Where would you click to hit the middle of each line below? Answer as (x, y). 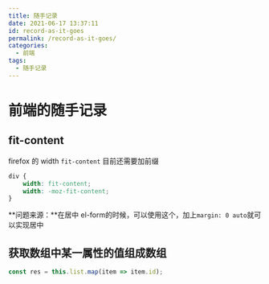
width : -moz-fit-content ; (66, 191)
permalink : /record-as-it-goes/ (62, 38)
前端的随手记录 (58, 110)
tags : (17, 61)
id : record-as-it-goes (46, 31)
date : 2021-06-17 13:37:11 (53, 23)
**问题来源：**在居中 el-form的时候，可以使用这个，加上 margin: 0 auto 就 (131, 215)
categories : (28, 46)
